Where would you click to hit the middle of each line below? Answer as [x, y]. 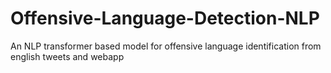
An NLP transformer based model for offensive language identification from [166, 46]
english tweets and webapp [67, 56]
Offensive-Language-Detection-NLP [165, 18]
